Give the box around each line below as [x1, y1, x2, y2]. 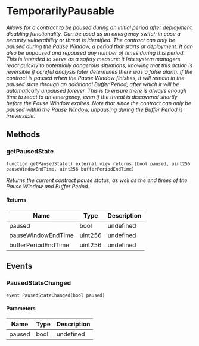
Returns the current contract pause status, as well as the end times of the [6, 177, 188, 184]
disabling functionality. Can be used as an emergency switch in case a [6, 30, 181, 37]
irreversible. [6, 112, 36, 119]
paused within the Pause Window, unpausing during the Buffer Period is [6, 106, 183, 113]
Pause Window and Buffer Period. [6, 183, 90, 190]
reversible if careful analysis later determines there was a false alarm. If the [6, 68, 193, 75]
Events [6, 261, 33, 271]
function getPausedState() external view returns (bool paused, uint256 [6, 161, 191, 167]
